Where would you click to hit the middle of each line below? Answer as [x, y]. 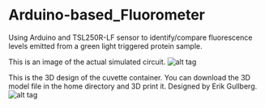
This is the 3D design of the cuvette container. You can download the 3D [130, 77]
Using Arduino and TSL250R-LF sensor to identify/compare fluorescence [130, 37]
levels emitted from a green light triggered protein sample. [105, 45]
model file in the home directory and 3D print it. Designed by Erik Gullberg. [133, 86]
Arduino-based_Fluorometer [107, 15]
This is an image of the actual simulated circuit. [87, 62]
